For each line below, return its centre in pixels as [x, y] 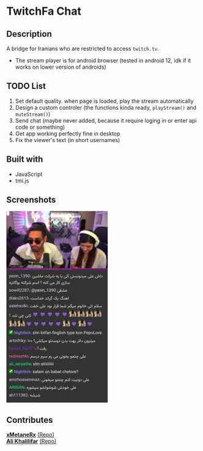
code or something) [40, 127]
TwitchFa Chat [44, 11]
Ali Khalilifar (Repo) [31, 441]
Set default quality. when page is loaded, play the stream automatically [104, 101]
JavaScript [29, 174]
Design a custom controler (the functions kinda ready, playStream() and [106, 107]
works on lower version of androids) [61, 67]
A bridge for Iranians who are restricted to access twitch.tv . [83, 48]
